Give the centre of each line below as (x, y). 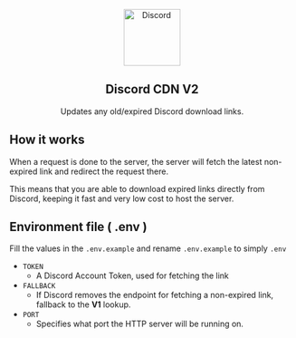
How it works (47, 140)
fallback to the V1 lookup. (83, 304)
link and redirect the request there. (104, 171)
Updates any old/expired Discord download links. (152, 111)
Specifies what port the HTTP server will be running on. (140, 324)
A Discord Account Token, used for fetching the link (132, 275)
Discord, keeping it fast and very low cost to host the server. (122, 198)
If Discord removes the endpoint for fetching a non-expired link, (155, 295)
